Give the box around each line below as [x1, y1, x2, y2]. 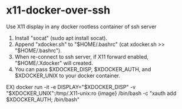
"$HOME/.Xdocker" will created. [14, 60, 93, 67]
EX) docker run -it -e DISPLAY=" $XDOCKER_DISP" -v [6, 83, 136, 90]
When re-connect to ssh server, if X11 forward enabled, [14, 53, 149, 60]
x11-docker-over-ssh [6, 4, 111, 17]
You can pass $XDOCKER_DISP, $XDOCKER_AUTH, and [14, 65, 151, 72]
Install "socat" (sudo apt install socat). [14, 34, 108, 41]
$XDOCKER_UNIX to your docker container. [14, 72, 121, 79]
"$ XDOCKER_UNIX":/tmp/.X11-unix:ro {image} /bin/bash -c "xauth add [6, 90, 177, 97]
